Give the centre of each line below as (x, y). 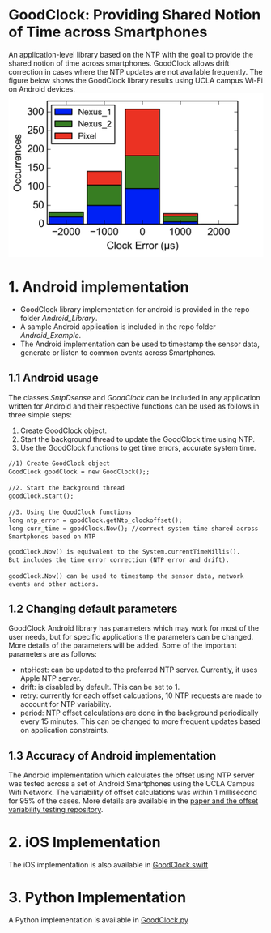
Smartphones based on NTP (52, 537)
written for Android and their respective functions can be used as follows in (134, 406)
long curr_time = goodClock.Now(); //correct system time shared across (133, 529)
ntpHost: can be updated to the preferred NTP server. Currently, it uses (139, 670)
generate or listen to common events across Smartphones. (118, 352)
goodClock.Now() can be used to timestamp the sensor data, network (126, 576)
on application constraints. (64, 730)
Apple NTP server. (51, 678)
